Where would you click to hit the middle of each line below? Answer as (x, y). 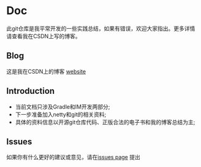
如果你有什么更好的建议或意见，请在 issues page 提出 (74, 157)
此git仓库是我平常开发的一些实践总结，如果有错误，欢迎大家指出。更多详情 (101, 28)
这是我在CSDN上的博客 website (46, 71)
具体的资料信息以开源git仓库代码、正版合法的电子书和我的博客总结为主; (105, 122)
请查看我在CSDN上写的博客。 (44, 36)
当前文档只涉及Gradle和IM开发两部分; (63, 107)
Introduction (31, 91)
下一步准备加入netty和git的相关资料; (61, 114)
